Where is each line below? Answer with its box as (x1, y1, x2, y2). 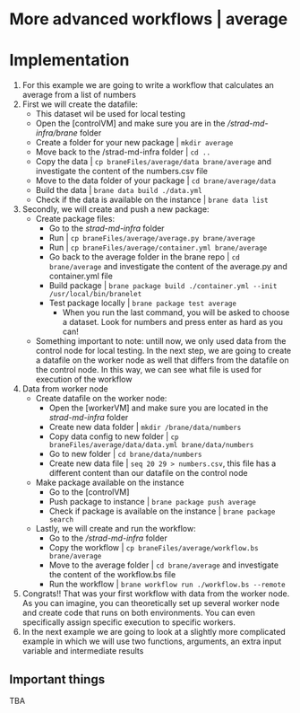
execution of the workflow (35, 374, 133, 385)
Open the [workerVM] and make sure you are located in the (48, 402, 269, 413)
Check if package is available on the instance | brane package (48, 506, 276, 516)
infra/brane (35, 128, 78, 138)
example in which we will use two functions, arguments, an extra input (21, 636, 282, 647)
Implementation (9, 50, 130, 71)
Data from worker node (21, 383, 109, 394)
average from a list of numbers (21, 90, 137, 101)
